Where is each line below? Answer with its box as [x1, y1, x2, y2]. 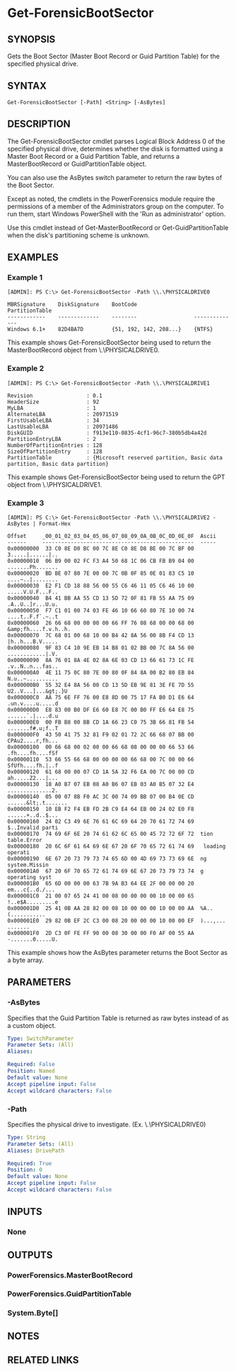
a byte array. [7, 956, 45, 964]
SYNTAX [7, 80, 47, 92]
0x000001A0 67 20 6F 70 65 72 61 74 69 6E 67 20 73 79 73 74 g [7, 867, 203, 875]
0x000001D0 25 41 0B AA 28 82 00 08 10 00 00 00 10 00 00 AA [7, 905, 194, 912]
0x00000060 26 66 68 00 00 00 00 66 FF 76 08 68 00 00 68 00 [7, 619, 194, 627]
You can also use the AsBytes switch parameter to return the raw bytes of [7, 173, 223, 181]
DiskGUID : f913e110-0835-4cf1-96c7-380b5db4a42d [7, 429, 207, 437]
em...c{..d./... [7, 886, 55, 893]
